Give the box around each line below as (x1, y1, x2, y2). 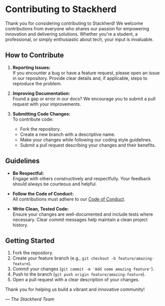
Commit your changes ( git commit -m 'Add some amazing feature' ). (12, 266, 154, 272)
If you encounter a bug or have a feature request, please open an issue (12, 70, 160, 76)
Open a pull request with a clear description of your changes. (12, 277, 140, 283)
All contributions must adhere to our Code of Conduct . (12, 196, 126, 202)
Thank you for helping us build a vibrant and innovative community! (5, 286, 145, 292)
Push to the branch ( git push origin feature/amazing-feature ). (12, 271, 146, 277)
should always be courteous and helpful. (12, 181, 97, 187)
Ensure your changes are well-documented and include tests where (12, 211, 153, 217)
